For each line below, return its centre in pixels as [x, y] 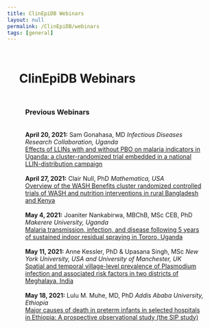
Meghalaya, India [49, 281]
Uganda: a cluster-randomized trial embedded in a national [108, 156]
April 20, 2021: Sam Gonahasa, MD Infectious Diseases [104, 134]
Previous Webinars [57, 112]
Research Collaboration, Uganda [72, 142]
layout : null [26, 20]
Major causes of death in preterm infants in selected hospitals [113, 309]
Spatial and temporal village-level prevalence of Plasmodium [111, 266]
